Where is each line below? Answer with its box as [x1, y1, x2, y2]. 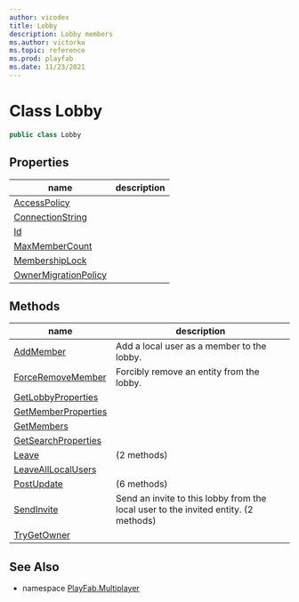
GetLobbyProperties [13, 391, 99, 404]
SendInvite [13, 503, 59, 516]
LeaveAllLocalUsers [13, 463, 97, 476]
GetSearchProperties [13, 435, 102, 447]
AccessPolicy [13, 197, 70, 209]
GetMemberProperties [13, 405, 108, 418]
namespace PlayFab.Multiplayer [21, 583, 140, 594]
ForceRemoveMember [13, 371, 107, 383]
